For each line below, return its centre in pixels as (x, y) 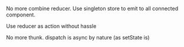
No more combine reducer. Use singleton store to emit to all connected (92, 9)
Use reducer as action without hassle (51, 26)
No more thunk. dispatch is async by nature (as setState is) (78, 37)
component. (21, 15)
